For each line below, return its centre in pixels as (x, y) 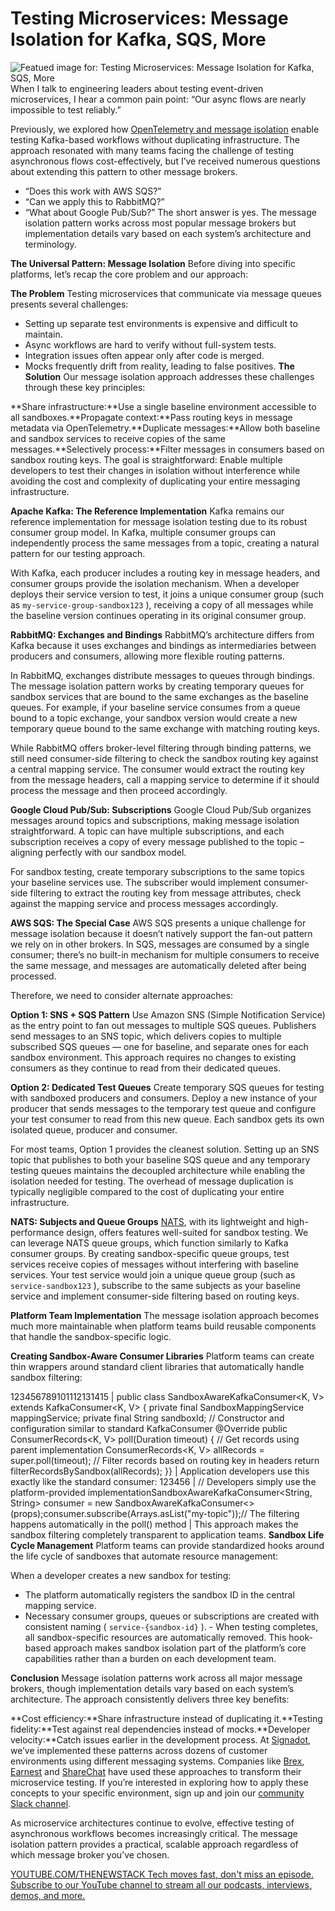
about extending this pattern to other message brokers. (124, 171)
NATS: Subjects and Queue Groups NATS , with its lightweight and (147, 1221)
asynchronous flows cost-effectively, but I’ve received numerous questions (165, 161)
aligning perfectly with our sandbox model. (98, 852)
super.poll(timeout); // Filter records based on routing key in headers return (165, 1460)
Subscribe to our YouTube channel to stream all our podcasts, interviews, (161, 1884)
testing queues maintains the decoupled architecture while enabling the (158, 1170)
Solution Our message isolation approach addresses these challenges (169, 376)
